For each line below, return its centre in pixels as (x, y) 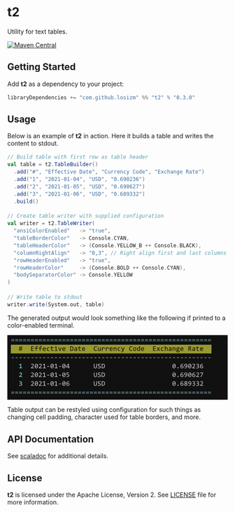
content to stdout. (33, 143)
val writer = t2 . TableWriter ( (51, 224)
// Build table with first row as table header (78, 157)
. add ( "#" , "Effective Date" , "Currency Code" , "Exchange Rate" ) (109, 172)
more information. (33, 502)
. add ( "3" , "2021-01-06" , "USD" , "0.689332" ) (79, 194)
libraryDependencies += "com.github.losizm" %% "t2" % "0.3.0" (101, 97)
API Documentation (51, 439)
